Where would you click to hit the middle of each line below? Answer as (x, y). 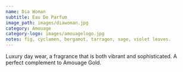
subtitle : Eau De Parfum (36, 17)
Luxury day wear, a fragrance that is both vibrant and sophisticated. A (91, 56)
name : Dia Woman (26, 12)
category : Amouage (28, 28)
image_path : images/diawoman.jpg (47, 23)
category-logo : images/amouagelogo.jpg (55, 34)
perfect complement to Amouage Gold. (54, 62)
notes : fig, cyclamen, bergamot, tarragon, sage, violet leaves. (88, 39)
